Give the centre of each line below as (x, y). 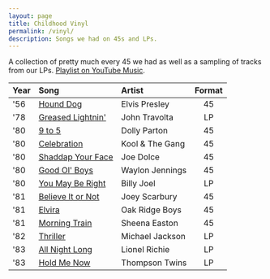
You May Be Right (72, 184)
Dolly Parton (145, 131)
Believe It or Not (69, 197)
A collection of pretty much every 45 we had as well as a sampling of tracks (135, 62)
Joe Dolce (141, 157)
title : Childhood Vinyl (49, 24)
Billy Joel (138, 184)
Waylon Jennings (154, 170)
